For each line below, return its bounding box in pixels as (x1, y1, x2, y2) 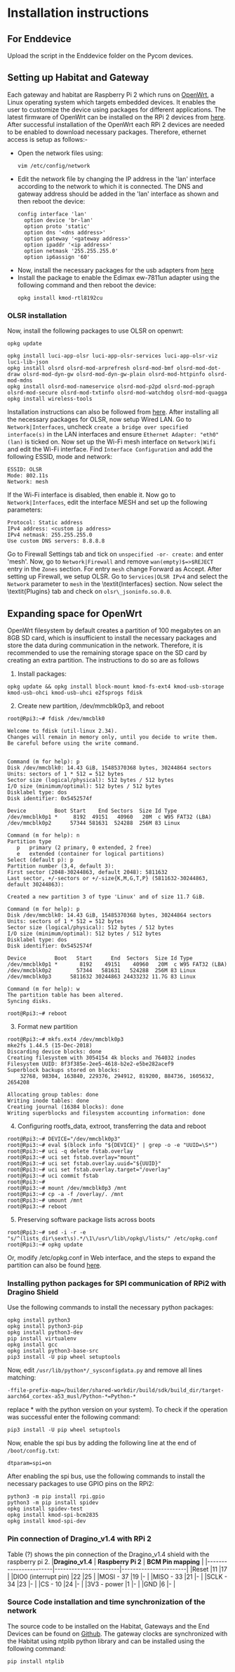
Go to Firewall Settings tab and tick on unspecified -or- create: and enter (7, 550, 224, 559)
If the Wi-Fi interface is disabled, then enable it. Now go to (7, 491, 176, 499)
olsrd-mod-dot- (176, 365, 221, 372)
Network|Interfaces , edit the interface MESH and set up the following (7, 498, 208, 507)
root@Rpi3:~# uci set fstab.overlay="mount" (7, 1153, 140, 1161)
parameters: (7, 505, 43, 514)
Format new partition (17, 1022, 79, 1030)
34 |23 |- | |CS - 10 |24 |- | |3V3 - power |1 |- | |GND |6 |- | (7, 1579, 176, 1588)
